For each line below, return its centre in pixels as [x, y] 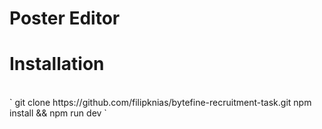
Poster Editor [65, 18]
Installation [57, 64]
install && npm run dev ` [58, 113]
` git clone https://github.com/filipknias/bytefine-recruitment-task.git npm [160, 103]
